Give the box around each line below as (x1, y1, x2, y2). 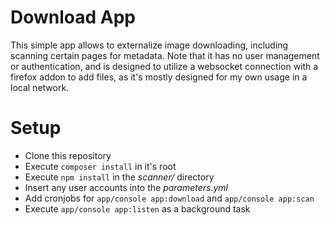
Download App (10, 6, 137, 29)
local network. (10, 81, 70, 93)
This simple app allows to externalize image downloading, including (10, 39, 289, 51)
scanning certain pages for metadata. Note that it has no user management (10, 49, 320, 61)
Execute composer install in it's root (24, 160, 177, 172)
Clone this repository (24, 149, 112, 161)
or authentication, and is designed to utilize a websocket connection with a (10, 60, 319, 72)
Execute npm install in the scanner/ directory (24, 171, 215, 183)
